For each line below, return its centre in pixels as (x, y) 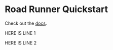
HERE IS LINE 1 (20, 33)
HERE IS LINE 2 (21, 43)
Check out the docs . (26, 23)
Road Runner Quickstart (56, 9)
